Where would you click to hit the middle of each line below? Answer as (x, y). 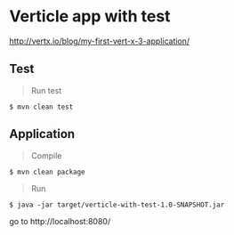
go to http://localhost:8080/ (60, 221)
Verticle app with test (90, 16)
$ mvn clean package (48, 172)
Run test (46, 90)
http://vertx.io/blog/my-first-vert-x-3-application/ (100, 41)
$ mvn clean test (41, 107)
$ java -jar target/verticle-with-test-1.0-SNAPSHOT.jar (117, 205)
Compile (46, 155)
